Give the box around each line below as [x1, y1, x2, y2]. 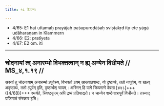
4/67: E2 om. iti [12, 40, 43, 46]
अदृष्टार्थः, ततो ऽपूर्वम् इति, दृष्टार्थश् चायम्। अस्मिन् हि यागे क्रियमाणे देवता [5, 85, 115, 90]
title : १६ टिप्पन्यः [5, 7, 37, 12]
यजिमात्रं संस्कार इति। [5, 96, 39, 102]
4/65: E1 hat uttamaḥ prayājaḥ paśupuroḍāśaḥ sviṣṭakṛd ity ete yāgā [12, 25, 149, 31]
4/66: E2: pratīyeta [12, 35, 50, 41]
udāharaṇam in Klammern [12, 30, 64, 35]
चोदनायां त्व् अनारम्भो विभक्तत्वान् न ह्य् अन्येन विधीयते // [5, 59, 130, 67]
